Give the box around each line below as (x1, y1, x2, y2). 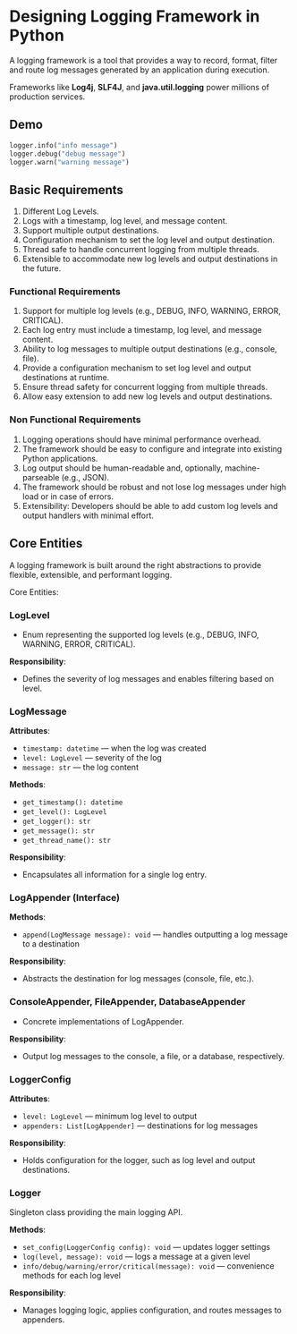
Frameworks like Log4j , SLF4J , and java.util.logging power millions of (9, 81, 270, 92)
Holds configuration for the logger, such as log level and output (21, 1155, 256, 1166)
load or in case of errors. (21, 490, 115, 502)
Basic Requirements (9, 182, 123, 198)
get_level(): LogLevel (21, 808, 107, 817)
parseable (21, 472, 60, 482)
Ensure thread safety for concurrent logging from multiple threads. (21, 382, 268, 393)
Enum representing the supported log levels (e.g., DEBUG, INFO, (21, 629, 259, 640)
